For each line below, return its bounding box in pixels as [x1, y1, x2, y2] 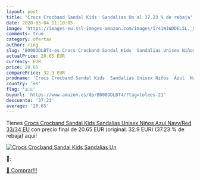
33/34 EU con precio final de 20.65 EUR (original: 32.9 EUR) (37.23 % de [6, 126, 185, 133]
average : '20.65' [6, 103, 49, 109]
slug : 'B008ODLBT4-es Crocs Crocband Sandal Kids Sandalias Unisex [6, 48, 180, 54]
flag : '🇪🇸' [6, 86, 36, 92]
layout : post [6, 8, 39, 15]
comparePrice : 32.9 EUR [6, 70, 65, 76]
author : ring [6, 42, 39, 48]
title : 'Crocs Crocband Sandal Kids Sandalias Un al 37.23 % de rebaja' [6, 14, 193, 20]
